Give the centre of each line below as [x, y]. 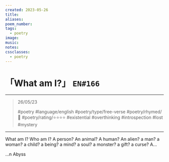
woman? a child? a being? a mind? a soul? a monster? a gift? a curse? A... [81, 144]
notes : [12, 47]
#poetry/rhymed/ [144, 112]
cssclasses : [18, 52]
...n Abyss [16, 154]
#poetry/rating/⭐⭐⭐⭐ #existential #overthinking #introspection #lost [93, 117]
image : [12, 38]
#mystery [27, 125]
